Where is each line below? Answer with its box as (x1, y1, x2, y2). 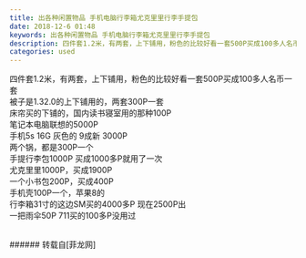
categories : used (9, 47, 76, 57)
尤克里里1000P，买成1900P (9, 165, 113, 176)
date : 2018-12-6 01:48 (9, 22, 96, 31)
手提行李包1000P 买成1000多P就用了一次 (9, 153, 163, 164)
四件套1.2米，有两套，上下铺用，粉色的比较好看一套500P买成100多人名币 (9, 74, 285, 85)
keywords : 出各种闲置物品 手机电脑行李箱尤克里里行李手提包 (9, 30, 211, 39)
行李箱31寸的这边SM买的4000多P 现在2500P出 (9, 199, 187, 210)
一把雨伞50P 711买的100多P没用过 (9, 211, 137, 222)
